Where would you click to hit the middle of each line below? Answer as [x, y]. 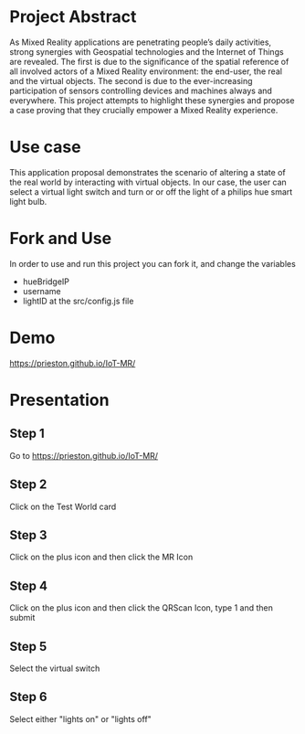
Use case [45, 147]
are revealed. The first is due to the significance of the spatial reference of [149, 61]
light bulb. [28, 201]
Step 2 [28, 485]
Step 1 [27, 434]
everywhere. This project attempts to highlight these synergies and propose [152, 100]
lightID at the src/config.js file [78, 301]
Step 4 [29, 585]
